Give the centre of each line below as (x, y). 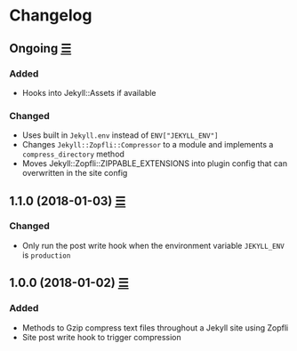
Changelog (51, 16)
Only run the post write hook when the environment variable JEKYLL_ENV (153, 245)
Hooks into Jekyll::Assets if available (89, 92)
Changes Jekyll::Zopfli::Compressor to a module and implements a (148, 145)
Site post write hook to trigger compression (102, 337)
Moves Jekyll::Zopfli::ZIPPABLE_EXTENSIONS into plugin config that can (154, 164)
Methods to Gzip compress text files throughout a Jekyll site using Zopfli (155, 327)
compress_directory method (73, 154)
